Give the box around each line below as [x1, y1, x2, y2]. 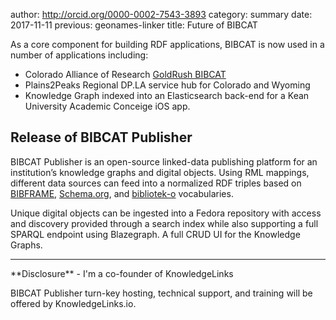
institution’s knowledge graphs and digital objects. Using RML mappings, [10, 166, 310, 178]
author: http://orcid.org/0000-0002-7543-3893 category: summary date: [10, 9, 313, 20]
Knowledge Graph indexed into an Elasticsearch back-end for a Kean [24, 90, 310, 101]
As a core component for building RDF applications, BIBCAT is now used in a [10, 39, 325, 50]
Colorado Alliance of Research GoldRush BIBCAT [24, 69, 227, 80]
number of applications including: [10, 49, 149, 61]
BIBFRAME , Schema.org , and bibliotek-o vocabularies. [10, 187, 234, 199]
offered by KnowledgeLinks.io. [10, 297, 137, 309]
